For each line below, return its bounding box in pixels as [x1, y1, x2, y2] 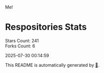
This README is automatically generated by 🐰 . [5, 62, 100, 68]
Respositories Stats [5, 22, 87, 33]
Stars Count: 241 [5, 37, 39, 43]
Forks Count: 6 [5, 43, 35, 49]
